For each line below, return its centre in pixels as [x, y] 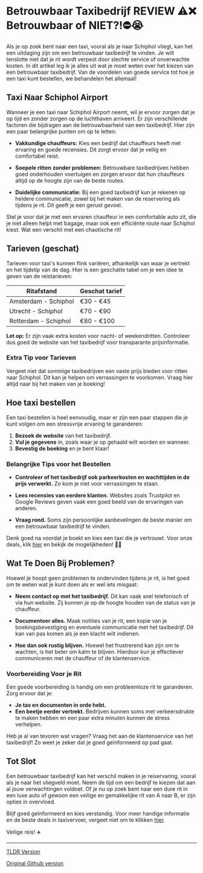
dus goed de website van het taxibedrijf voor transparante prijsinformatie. [98, 342]
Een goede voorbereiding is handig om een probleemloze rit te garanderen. [100, 687]
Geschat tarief [101, 291]
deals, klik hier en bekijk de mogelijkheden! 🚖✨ [64, 544]
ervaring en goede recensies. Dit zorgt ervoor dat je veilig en [91, 149]
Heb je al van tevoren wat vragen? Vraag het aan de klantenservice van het [100, 736]
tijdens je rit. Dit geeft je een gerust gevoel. [69, 205]
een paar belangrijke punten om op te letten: [61, 131]
